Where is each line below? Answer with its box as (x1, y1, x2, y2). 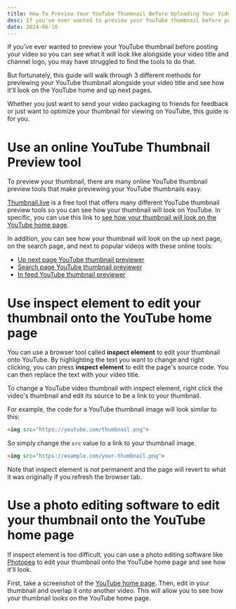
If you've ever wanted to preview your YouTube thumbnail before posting (7, 43, 218, 51)
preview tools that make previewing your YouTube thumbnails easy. (7, 185, 202, 193)
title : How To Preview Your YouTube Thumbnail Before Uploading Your (7, 10, 216, 18)
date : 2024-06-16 (7, 23, 58, 30)
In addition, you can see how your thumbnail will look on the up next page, (7, 235, 223, 243)
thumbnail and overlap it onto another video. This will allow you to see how (7, 586, 223, 594)
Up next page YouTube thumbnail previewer (17, 256, 145, 264)
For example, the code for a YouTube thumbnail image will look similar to (7, 405, 217, 414)
